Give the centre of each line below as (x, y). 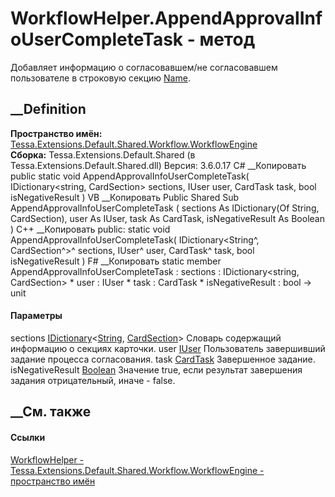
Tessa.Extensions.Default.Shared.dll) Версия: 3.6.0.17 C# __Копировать (158, 165)
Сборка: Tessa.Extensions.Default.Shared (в (103, 154)
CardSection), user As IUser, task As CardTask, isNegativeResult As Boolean (167, 218)
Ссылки (28, 437)
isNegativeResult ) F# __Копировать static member (116, 261)
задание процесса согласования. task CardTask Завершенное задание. (163, 359)
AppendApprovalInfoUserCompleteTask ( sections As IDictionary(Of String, (165, 208)
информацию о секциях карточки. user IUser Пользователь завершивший (168, 348)
